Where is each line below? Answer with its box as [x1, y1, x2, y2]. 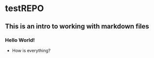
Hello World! [5, 37, 35, 43]
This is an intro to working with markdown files [5, 22, 149, 30]
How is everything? [12, 47, 51, 53]
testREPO [5, 3, 44, 14]
